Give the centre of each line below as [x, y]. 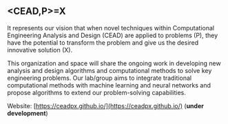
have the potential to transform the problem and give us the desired [103, 42]
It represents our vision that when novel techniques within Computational [111, 28]
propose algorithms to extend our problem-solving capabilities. [96, 92]
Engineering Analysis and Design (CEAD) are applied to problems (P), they [113, 35]
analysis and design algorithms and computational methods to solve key [110, 70]
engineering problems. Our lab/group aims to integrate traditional [99, 78]
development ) [28, 113]
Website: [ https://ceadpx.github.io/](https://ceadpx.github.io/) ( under [106, 105]
